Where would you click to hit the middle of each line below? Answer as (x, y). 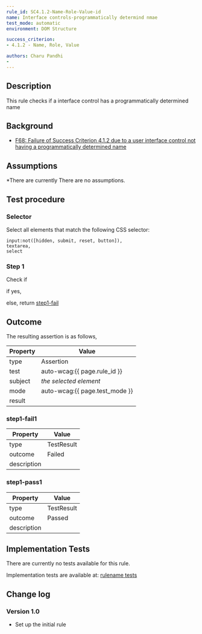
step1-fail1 (22, 419)
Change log (28, 594)
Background (30, 126)
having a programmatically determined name (71, 147)
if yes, (14, 291)
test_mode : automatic (33, 23)
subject (20, 381)
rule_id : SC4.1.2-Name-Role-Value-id (54, 12)
